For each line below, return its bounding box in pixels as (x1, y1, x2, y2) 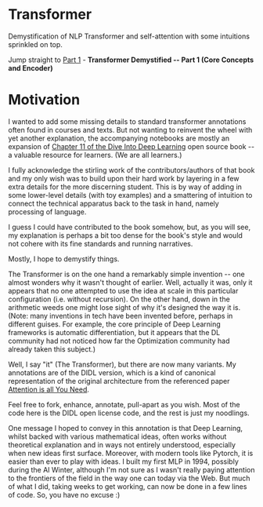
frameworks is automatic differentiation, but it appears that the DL (8, 327, 221, 337)
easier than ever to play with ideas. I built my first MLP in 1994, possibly (8, 457, 239, 466)
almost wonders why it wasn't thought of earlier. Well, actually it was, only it (8, 277, 253, 287)
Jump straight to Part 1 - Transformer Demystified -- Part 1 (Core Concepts (8, 55, 254, 64)
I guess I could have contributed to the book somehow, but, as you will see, (8, 222, 251, 232)
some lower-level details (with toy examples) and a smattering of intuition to (8, 190, 253, 199)
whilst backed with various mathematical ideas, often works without (8, 432, 227, 441)
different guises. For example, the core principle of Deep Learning (8, 319, 221, 329)
